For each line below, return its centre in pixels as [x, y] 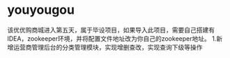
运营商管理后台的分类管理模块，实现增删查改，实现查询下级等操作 [108, 47]
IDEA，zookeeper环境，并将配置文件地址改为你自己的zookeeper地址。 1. [112, 38]
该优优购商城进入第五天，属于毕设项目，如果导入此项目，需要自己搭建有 [111, 30]
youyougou [41, 10]
